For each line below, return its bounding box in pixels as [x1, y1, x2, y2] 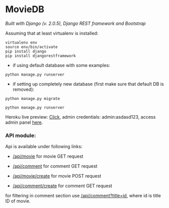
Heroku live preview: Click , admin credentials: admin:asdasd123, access [5, 114, 156, 120]
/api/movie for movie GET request [12, 153, 84, 159]
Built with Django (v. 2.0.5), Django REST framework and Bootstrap [5, 20, 146, 26]
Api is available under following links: [5, 144, 83, 150]
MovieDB [5, 4, 45, 15]
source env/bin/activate [5, 44, 58, 49]
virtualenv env [5, 40, 38, 45]
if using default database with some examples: [12, 62, 111, 68]
